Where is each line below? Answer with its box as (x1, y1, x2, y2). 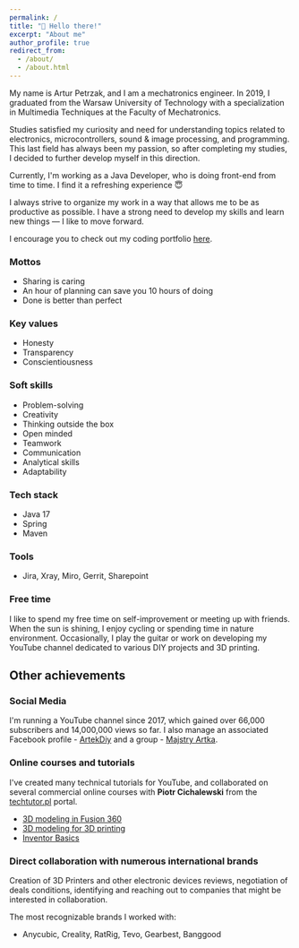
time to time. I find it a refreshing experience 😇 (9, 179, 184, 190)
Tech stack (9, 488, 58, 501)
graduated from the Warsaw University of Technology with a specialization (9, 97, 285, 108)
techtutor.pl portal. (9, 796, 78, 806)
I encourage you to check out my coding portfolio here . (9, 233, 213, 244)
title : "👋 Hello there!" (9, 22, 102, 30)
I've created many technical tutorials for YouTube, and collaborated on (9, 777, 269, 788)
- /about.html (17, 64, 70, 73)
